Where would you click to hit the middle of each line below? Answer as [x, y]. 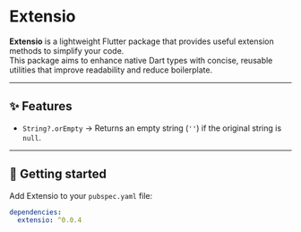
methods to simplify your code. [67, 50]
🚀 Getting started [58, 174]
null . [32, 137]
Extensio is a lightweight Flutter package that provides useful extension [142, 41]
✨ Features [41, 106]
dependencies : [36, 212]
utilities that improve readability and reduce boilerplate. [111, 70]
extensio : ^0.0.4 [50, 220]
